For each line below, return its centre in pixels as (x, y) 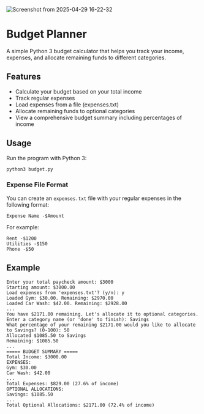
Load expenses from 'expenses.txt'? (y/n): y (65, 293)
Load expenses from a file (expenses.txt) (67, 105)
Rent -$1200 (21, 238)
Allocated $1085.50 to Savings (46, 335)
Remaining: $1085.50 (33, 341)
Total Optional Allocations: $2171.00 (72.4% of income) (81, 405)
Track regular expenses (45, 98)
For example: (23, 227)
